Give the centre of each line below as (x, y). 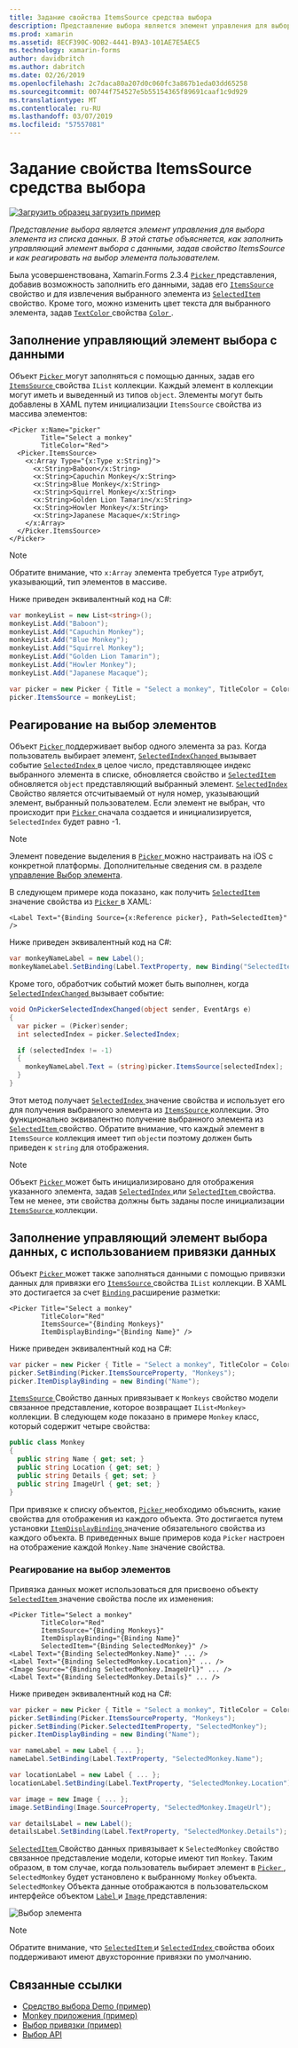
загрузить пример (126, 212)
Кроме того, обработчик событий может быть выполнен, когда (129, 984)
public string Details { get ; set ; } (87, 1475)
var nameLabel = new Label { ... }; (77, 1750)
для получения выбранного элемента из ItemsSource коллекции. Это (139, 1109)
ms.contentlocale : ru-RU (55, 108)
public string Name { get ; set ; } (81, 1459)
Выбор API (42, 2035)
